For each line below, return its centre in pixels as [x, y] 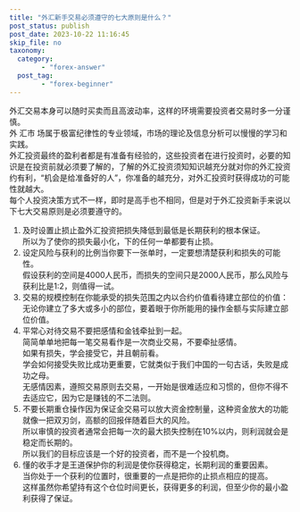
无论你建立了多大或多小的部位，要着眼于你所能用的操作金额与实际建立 [151, 308]
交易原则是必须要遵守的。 [79, 211]
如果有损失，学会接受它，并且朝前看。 [92, 353]
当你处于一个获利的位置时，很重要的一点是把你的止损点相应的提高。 [147, 475]
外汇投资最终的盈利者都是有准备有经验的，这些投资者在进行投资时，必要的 [146, 155]
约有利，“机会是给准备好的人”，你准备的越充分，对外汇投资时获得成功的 [142, 177]
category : [35, 59]
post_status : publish [50, 26]
